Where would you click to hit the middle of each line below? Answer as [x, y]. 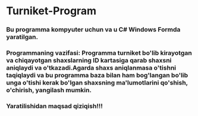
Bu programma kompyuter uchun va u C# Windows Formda [93, 30]
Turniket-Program [51, 11]
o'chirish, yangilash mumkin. [49, 90]
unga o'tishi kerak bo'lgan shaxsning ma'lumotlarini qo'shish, [97, 83]
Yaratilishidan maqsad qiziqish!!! [54, 106]
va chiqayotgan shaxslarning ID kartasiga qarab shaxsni [89, 61]
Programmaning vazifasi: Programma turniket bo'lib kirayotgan [99, 53]
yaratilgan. [22, 37]
